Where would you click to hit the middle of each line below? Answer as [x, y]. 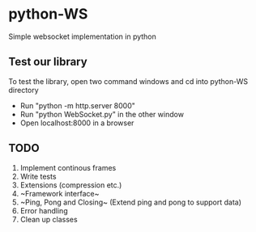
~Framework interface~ [60, 193]
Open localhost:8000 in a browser [77, 123]
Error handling [44, 210]
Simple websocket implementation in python [82, 36]
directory [23, 90]
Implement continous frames [68, 167]
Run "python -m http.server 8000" [78, 105]
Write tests [38, 176]
